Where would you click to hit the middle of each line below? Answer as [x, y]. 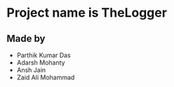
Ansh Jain [31, 70]
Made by [26, 39]
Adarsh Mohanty [41, 63]
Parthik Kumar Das [43, 55]
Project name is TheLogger [87, 13]
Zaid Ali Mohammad [46, 77]
